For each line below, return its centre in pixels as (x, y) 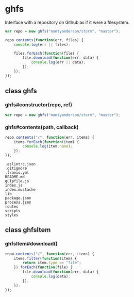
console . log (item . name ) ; (48, 147)
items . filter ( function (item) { (45, 258)
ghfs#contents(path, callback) (42, 127)
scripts (13, 211)
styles (12, 215)
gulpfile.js (17, 181)
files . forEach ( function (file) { (46, 53)
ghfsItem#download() (31, 244)
